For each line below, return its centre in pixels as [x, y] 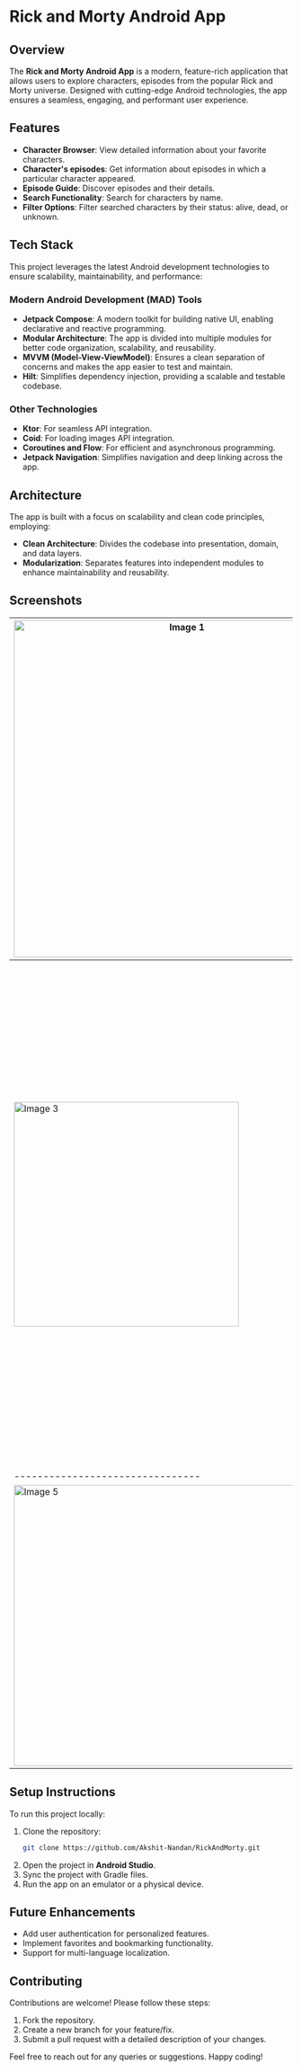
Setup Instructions [62, 1792]
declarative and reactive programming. [94, 328]
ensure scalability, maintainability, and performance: [106, 276]
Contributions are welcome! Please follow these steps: [110, 2003]
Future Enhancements [73, 1912]
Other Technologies [53, 409]
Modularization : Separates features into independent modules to [143, 563]
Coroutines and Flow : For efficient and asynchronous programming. [149, 448]
